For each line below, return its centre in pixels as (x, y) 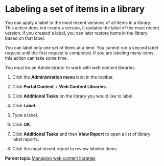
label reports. (25, 139)
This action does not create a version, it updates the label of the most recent (82, 27)
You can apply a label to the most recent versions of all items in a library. (78, 23)
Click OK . (22, 124)
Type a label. (25, 115)
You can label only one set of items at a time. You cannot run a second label (82, 47)
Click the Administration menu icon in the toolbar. (63, 77)
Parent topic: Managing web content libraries (50, 158)
